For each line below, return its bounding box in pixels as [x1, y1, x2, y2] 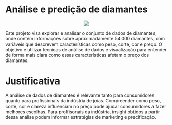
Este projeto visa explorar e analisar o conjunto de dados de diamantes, [5, 30, 157, 36]
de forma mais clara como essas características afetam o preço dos [5, 52, 149, 58]
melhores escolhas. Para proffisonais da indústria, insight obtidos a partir [5, 109, 160, 115]
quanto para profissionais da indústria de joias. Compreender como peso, [5, 97, 161, 103]
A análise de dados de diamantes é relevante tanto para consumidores [5, 92, 155, 98]
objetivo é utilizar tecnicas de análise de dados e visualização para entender [5, 46, 167, 52]
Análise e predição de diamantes [5, 4, 148, 15]
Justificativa [5, 75, 60, 87]
